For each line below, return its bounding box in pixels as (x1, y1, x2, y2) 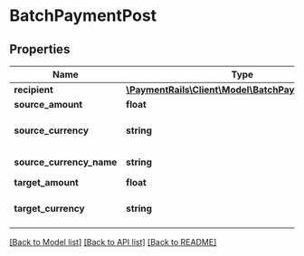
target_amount (14, 176, 79, 188)
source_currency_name (14, 156, 118, 168)
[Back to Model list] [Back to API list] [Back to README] (9, 237, 217, 247)
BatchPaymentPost (9, 5, 157, 26)
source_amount (14, 99, 83, 110)
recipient (14, 83, 54, 96)
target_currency (14, 203, 85, 214)
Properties (9, 42, 71, 57)
